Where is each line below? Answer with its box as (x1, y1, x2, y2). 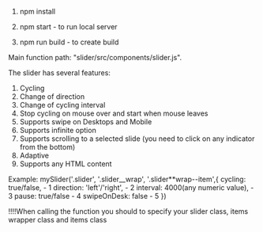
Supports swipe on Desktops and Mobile (19, 117, 152, 126)
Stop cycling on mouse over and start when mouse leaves (19, 108, 209, 118)
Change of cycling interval (19, 101, 106, 109)
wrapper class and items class (8, 215, 107, 224)
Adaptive (19, 150, 50, 160)
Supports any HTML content (19, 159, 112, 169)
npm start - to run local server (19, 22, 118, 31)
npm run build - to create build (19, 37, 119, 47)
